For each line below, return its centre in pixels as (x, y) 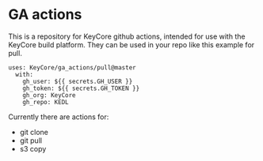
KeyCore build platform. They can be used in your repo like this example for (131, 44)
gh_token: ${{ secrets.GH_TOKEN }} (81, 88)
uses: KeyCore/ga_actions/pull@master (72, 67)
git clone (34, 132)
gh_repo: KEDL (46, 102)
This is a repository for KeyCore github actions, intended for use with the (127, 36)
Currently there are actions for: (59, 117)
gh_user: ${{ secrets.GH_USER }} (78, 81)
